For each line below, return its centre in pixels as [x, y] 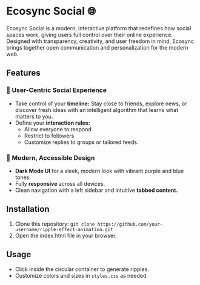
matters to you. [34, 116]
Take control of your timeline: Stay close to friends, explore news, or [101, 103]
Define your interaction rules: [52, 123]
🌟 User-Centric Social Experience [57, 90]
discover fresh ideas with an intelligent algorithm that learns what [97, 110]
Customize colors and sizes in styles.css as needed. [82, 275]
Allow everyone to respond [58, 129]
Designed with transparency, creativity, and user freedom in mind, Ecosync [100, 41]
